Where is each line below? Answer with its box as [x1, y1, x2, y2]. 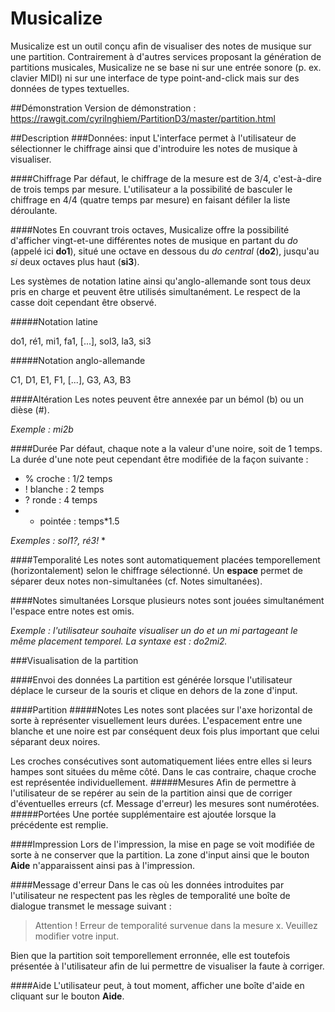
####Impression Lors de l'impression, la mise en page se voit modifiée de [10, 838, 315, 850]
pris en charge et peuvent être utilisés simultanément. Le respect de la [10, 285, 301, 297]
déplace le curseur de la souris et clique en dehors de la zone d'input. [10, 684, 298, 696]
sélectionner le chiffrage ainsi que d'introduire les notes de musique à [10, 142, 298, 154]
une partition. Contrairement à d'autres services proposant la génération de [10, 50, 322, 62]
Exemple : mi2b [10, 423, 74, 435]
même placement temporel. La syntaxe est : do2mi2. [10, 635, 228, 647]
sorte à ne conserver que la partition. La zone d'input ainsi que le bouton [10, 848, 310, 861]
